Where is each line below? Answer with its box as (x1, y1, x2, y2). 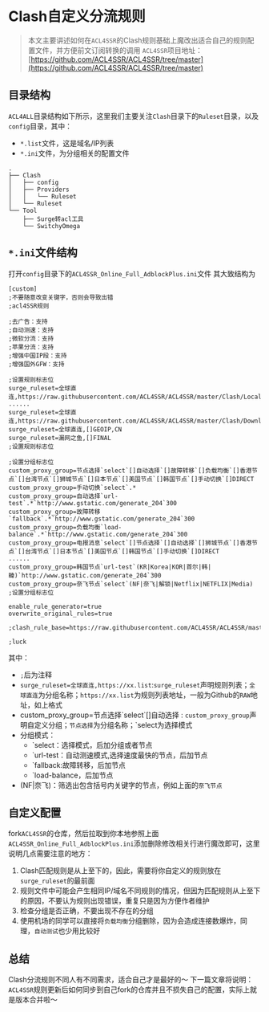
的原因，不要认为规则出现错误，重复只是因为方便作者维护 (19, 896, 210, 906)
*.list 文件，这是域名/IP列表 (19, 138, 114, 148)
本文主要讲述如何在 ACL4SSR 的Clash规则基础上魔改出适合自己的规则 (27, 35, 248, 45)
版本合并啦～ (14, 995, 58, 1005)
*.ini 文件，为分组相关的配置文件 (19, 148, 130, 157)
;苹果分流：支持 (8, 343, 54, 351)
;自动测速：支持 (8, 326, 54, 334)
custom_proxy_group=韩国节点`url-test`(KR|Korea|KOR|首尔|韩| (8, 563, 212, 571)
